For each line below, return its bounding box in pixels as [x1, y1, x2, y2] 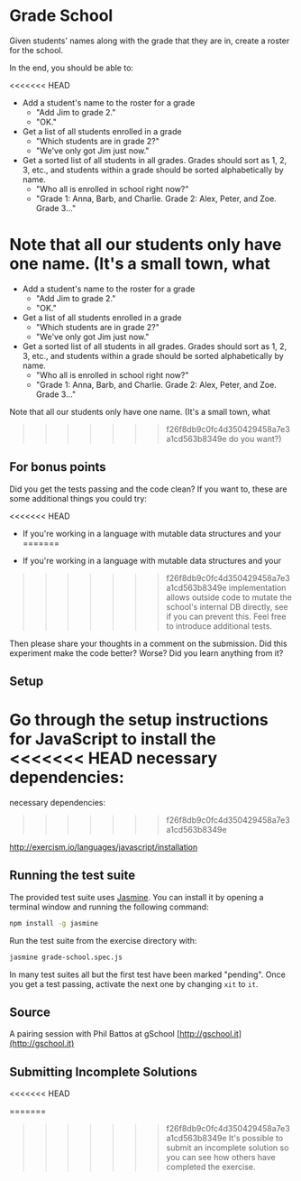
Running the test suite [9, 868, 136, 883]
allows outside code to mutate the [166, 592, 293, 603]
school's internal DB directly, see [166, 601, 288, 612]
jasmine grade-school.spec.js [9, 953, 123, 962]
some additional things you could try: [9, 493, 147, 503]
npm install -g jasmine [9, 918, 99, 927]
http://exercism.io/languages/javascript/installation [9, 842, 198, 853]
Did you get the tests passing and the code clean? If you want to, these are [9, 484, 287, 494]
